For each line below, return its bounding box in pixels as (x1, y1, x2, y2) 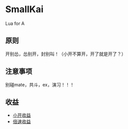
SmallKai (5, 4, 44, 15)
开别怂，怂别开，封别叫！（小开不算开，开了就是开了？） (5, 51, 126, 57)
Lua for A (5, 20, 25, 26)
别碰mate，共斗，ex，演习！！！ (5, 81, 75, 87)
